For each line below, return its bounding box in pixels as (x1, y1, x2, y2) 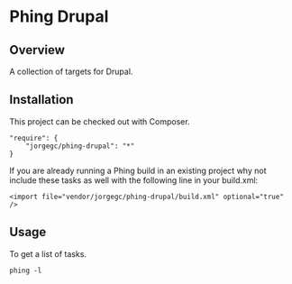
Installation (9, 92, 74, 107)
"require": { (9, 133, 59, 142)
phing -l (9, 266, 42, 275)
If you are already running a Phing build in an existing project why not (9, 165, 267, 176)
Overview (9, 42, 66, 58)
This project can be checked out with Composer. (9, 115, 191, 127)
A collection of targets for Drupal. (9, 66, 133, 77)
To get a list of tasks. (9, 248, 87, 259)
